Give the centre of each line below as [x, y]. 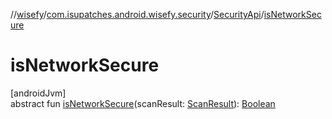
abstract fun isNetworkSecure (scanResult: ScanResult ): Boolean [143, 103]
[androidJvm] [38, 93]
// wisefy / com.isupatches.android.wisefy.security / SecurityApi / [137, 14]
